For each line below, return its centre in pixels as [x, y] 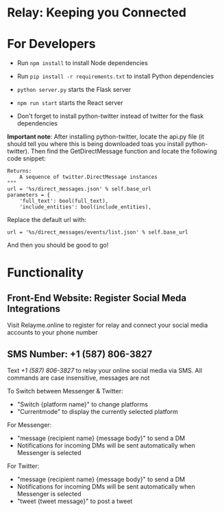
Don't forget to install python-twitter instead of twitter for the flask [110, 116]
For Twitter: [23, 466]
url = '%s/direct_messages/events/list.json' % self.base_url [98, 232]
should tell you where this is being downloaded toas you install [96, 144]
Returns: [20, 171]
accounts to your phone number [52, 332]
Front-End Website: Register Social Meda [97, 298]
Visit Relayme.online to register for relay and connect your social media [108, 325]
